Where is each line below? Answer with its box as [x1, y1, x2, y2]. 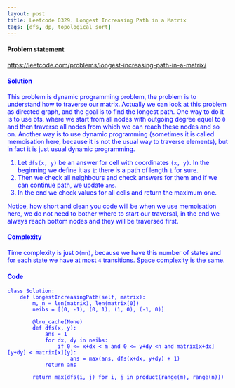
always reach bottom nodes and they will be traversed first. [7, 216, 179, 225]
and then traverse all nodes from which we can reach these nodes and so [7, 122, 220, 131]
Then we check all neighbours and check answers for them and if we [17, 173, 217, 181]
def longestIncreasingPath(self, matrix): [20, 294, 146, 301]
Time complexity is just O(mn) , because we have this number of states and [7, 248, 221, 257]
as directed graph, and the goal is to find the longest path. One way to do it [7, 107, 224, 116]
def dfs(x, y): [32, 325, 77, 332]
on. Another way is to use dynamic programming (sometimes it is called [7, 129, 215, 138]
